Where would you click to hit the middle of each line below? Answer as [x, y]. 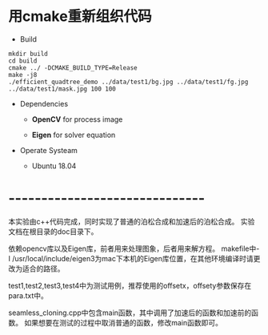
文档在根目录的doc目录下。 [53, 231]
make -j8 [23, 75]
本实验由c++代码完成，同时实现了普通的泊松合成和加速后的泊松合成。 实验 [132, 221]
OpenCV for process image [77, 119]
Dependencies [44, 103]
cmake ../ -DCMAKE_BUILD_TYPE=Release [73, 68]
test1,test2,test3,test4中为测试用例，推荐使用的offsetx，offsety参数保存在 [130, 285]
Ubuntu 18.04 [54, 166]
